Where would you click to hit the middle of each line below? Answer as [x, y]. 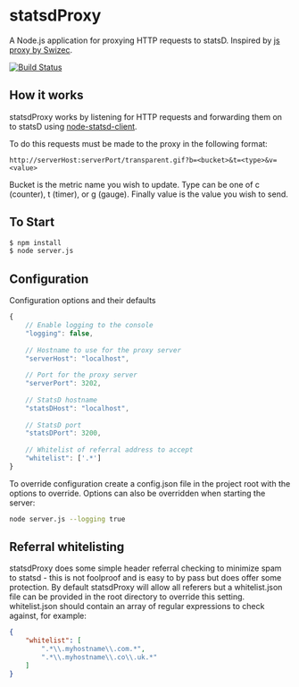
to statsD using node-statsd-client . [73, 126]
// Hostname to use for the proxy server [103, 350]
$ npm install [36, 242]
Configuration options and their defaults [83, 301]
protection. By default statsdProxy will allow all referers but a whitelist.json [146, 588]
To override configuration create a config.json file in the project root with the [150, 483]
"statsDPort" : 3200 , [63, 433]
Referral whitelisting [67, 547]
